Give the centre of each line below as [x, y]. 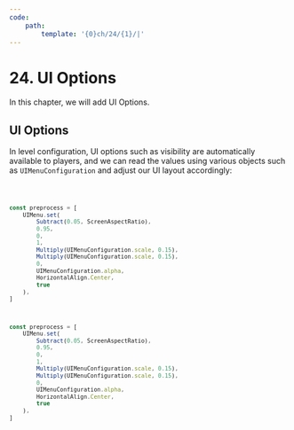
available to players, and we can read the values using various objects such [147, 161]
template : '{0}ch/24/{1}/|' [93, 34]
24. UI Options [63, 78]
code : [19, 17]
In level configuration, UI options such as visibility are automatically [132, 152]
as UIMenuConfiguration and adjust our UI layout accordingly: [121, 170]
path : [36, 26]
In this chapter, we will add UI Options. [79, 102]
